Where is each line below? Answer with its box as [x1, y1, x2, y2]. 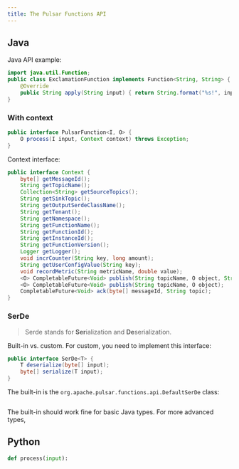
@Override [20, 83, 50, 90]
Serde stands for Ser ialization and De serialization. [24, 327, 172, 336]
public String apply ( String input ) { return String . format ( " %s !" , [20, 90, 221, 97]
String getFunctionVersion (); [20, 241, 110, 249]
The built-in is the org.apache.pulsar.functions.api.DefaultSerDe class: [7, 388, 220, 396]
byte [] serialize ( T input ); [20, 368, 103, 376]
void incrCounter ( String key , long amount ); [20, 255, 154, 262]
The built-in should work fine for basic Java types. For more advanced [7, 408, 214, 416]
